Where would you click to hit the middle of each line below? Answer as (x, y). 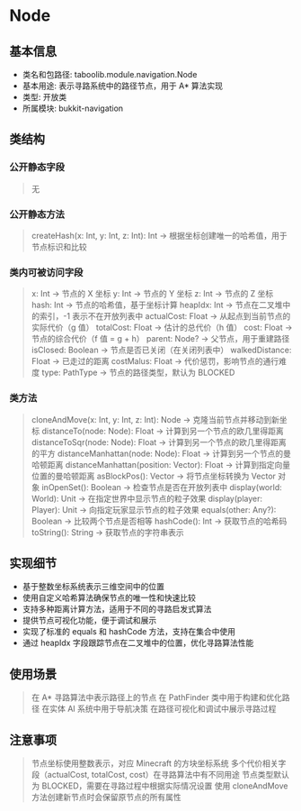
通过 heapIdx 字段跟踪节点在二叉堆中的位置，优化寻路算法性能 (138, 643)
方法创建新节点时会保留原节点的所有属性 (106, 797)
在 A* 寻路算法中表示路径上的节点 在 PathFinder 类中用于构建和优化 (157, 697)
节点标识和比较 (59, 246)
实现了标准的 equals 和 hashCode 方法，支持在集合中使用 (129, 632)
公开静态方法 (37, 214)
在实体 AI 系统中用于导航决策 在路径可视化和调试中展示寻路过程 (159, 709)
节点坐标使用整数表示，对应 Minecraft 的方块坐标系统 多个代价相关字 (159, 763)
